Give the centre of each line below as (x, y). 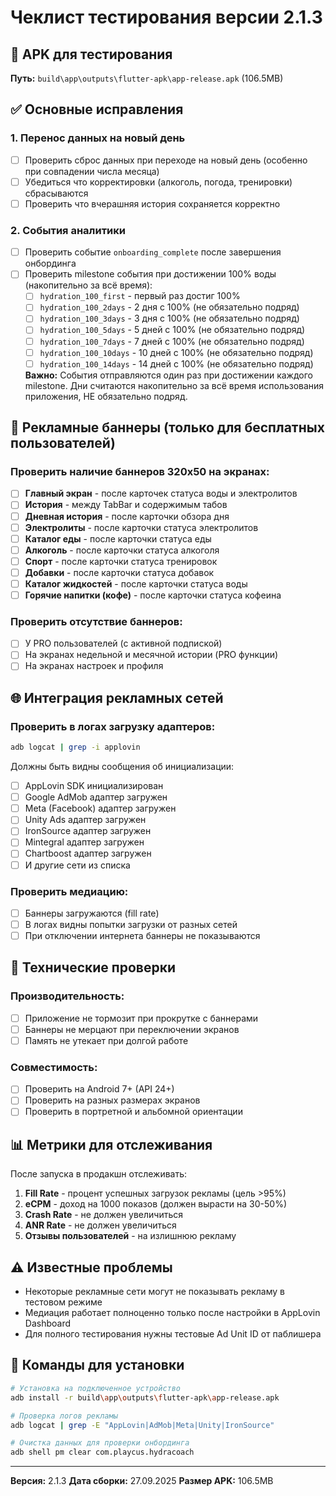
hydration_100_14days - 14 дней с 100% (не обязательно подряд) (176, 363)
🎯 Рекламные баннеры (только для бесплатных (167, 427)
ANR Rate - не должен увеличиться (100, 1225)
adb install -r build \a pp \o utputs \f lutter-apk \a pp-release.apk (145, 1397)
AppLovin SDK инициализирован (94, 786)
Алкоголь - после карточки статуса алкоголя (122, 550)
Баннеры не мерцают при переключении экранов (132, 1029)
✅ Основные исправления (97, 109)
